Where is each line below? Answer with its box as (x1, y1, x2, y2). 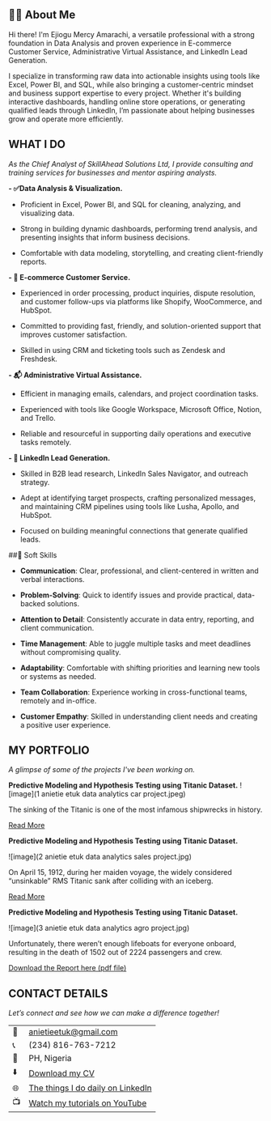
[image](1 (8, 789, 40, 799)
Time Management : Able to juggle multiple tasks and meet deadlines (19, 639, 252, 648)
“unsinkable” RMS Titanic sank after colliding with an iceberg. (8, 876, 214, 886)
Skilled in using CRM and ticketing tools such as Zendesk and (19, 345, 226, 355)
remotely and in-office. (19, 695, 97, 705)
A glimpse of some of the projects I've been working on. (8, 765, 196, 775)
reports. (19, 257, 47, 266)
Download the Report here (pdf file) (8, 963, 127, 973)
